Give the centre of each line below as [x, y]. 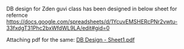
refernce [17, 15]
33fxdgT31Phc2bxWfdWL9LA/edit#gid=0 [58, 28]
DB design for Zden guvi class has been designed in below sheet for [92, 9]
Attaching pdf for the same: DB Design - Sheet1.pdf [70, 40]
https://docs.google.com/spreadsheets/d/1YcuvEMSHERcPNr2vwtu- [92, 21]
